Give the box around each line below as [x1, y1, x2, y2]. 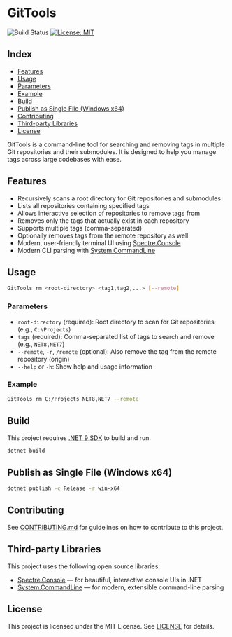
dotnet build [7, 447, 45, 454]
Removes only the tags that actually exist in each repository [17, 216, 189, 225]
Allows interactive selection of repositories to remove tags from [17, 209, 201, 217]
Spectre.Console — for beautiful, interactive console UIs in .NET [17, 575, 203, 584]
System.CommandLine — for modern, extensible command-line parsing [17, 583, 224, 591]
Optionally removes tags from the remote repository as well [17, 231, 189, 240]
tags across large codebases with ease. [7, 155, 122, 163]
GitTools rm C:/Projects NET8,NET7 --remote [7, 395, 139, 402]
